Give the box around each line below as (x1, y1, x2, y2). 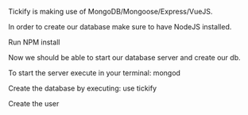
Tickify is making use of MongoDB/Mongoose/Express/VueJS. (8, 7, 213, 16)
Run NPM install (8, 37, 60, 47)
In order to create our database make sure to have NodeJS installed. (8, 22, 232, 31)
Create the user (8, 99, 60, 108)
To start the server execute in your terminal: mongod (8, 68, 181, 78)
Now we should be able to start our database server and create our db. (8, 53, 241, 62)
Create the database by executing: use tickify (8, 83, 157, 93)
